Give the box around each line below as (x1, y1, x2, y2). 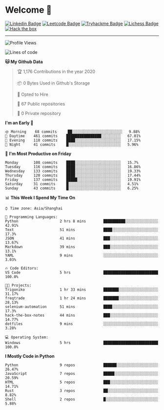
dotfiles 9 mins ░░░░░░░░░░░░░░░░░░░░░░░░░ (5, 321, 159, 326)
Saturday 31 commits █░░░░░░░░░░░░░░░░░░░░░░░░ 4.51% (5, 181, 139, 186)
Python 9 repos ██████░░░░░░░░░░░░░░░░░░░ (5, 363, 159, 367)
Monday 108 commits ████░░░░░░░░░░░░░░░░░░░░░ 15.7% (5, 160, 139, 165)
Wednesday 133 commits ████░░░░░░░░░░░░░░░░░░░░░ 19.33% (5, 169, 141, 173)
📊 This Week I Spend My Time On (5, 194, 76, 200)
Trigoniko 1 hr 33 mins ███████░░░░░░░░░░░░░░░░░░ (5, 287, 159, 292)
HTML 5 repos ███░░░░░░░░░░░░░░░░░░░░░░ (5, 380, 159, 385)
